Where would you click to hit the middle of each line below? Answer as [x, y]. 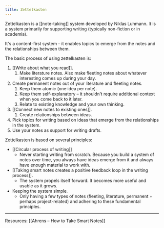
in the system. [26, 125]
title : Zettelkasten [26, 10]
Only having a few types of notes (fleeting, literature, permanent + [86, 196]
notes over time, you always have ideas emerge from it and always [86, 159]
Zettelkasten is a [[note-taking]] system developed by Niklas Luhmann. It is [81, 24]
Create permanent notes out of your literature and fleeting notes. [77, 83]
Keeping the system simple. [40, 191]
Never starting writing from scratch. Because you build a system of [87, 154]
